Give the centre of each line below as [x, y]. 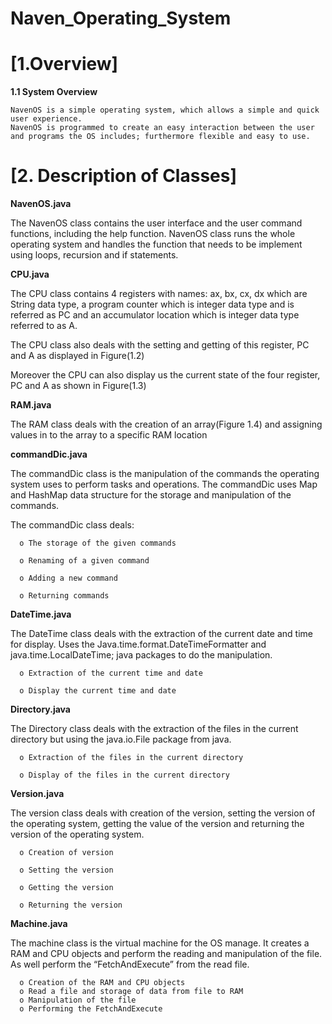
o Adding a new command [68, 578]
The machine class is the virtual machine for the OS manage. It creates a [160, 943]
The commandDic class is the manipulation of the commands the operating [165, 474]
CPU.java [30, 274]
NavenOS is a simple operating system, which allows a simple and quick [165, 110]
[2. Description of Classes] [123, 176]
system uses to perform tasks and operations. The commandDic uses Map [164, 484]
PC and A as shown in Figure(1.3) [78, 386]
